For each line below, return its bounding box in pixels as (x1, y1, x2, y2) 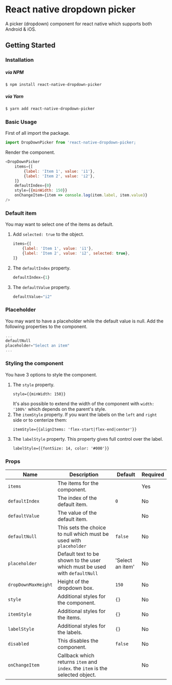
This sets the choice (57, 524, 106, 531)
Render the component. (5, 149, 55, 155)
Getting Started (5, 41, 56, 50)
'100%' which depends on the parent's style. (12, 406, 106, 412)
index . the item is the (57, 664, 107, 672)
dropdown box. (57, 584, 94, 591)
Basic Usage (5, 118, 37, 125)
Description (69, 471, 99, 478)
